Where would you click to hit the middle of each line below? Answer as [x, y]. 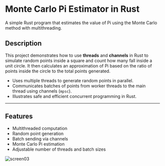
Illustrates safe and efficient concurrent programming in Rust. [74, 96]
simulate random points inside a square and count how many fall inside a [79, 61]
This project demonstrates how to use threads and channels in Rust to [77, 55]
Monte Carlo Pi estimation [38, 144]
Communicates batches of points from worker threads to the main [79, 86]
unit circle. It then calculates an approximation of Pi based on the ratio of [79, 66]
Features [19, 116]
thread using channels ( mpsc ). [42, 91]
